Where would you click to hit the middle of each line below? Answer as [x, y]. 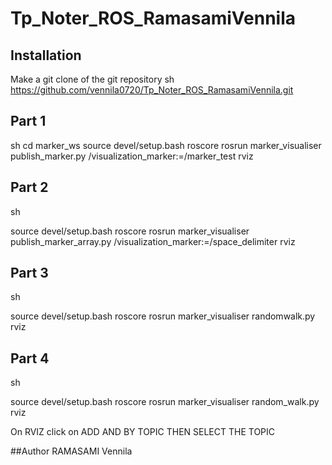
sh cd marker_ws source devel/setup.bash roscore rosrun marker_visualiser [166, 145]
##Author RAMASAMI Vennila [71, 451]
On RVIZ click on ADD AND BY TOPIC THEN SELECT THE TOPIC [143, 432]
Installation [46, 55]
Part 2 [29, 187]
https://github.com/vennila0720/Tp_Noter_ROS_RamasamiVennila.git [152, 90]
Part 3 [29, 273]
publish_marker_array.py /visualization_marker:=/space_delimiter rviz [153, 241]
